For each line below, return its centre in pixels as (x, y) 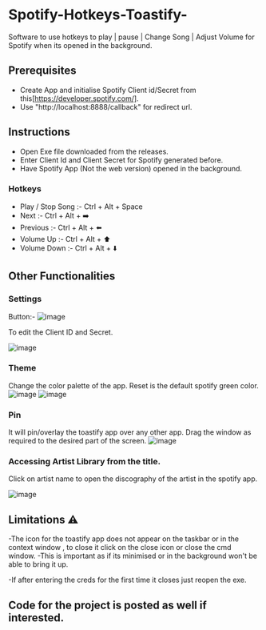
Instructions (39, 132)
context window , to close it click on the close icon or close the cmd (120, 548)
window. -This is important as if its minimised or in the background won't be (133, 556)
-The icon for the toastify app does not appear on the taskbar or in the (124, 539)
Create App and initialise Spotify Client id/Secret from (108, 90)
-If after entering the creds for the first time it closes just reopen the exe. (127, 580)
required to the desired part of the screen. (77, 441)
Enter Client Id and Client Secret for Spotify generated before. (121, 160)
